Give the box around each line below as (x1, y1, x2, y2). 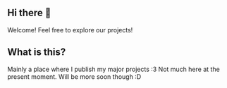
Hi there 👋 (7, 7, 51, 19)
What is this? (7, 46, 66, 58)
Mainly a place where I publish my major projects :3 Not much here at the (7, 65, 220, 73)
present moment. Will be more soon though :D (7, 72, 142, 81)
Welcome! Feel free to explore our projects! (7, 25, 133, 34)
